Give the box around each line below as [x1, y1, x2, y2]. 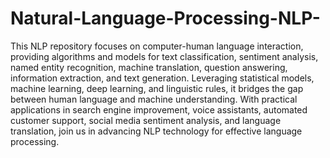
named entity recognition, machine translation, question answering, [10, 61, 288, 73]
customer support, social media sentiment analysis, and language [10, 114, 282, 126]
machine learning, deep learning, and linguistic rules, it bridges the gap [10, 82, 304, 94]
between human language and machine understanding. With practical [10, 93, 298, 105]
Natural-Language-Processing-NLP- [10, 7, 321, 30]
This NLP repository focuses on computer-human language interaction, [10, 40, 304, 52]
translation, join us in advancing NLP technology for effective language [10, 125, 303, 137]
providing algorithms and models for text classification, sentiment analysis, [10, 50, 319, 62]
